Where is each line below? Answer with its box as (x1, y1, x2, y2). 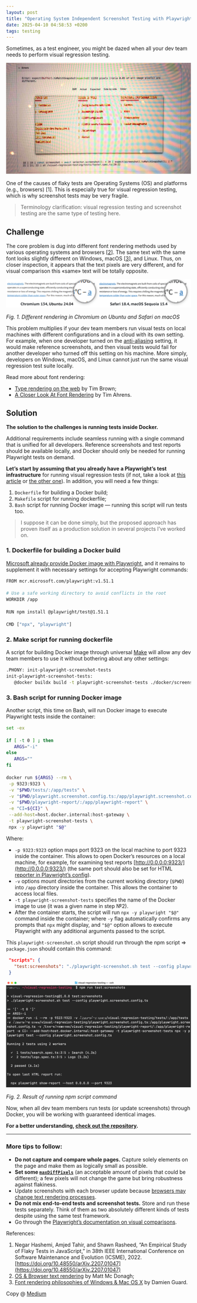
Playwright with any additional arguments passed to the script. (14, 927, 166, 934)
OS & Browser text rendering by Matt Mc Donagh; (14, 1272, 135, 1279)
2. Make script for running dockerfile (6, 635, 113, 644)
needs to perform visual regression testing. (6, 51, 110, 58)
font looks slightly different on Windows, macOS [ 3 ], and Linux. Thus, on (6, 255, 182, 262)
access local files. (14, 890, 59, 897)
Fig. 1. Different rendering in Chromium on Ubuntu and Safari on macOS (6, 313, 180, 320)
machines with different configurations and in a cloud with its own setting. (6, 331, 185, 338)
